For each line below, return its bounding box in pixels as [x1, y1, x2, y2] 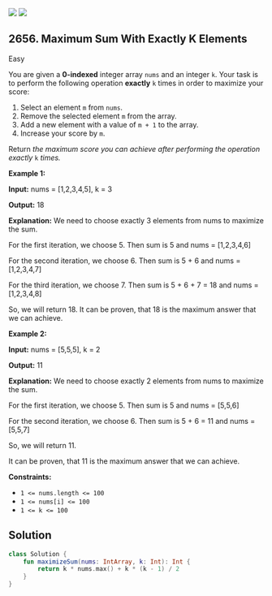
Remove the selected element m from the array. [19, 110, 177, 121]
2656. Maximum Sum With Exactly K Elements [8, 32, 248, 46]
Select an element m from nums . [19, 102, 123, 112]
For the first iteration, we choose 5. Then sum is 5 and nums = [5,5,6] [8, 400, 240, 410]
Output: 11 [8, 360, 43, 369]
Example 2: [8, 329, 47, 339]
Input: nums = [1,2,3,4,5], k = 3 [8, 184, 112, 194]
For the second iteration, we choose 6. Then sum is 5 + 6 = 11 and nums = [8, 416, 256, 425]
